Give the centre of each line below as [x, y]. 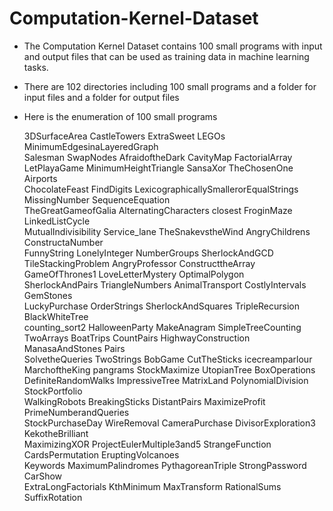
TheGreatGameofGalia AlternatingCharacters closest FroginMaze [158, 210]
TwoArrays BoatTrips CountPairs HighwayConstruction [137, 338]
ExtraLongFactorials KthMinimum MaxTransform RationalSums [152, 486]
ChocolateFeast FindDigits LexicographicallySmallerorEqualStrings [161, 189]
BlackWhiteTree [56, 316]
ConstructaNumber [63, 242]
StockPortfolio [53, 391]
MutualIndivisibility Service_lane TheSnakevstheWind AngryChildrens [167, 231]
